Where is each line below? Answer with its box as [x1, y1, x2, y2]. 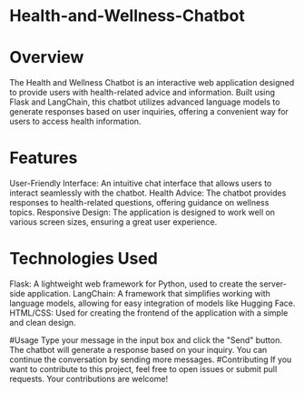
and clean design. [9, 317, 76, 327]
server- [259, 278, 288, 289]
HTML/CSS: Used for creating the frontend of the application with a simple [9, 307, 289, 318]
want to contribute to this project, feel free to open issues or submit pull [9, 364, 278, 374]
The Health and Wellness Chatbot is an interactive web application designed [9, 77, 295, 88]
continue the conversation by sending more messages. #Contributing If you [9, 354, 292, 365]
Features [9, 147, 78, 168]
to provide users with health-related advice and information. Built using [9, 87, 275, 98]
